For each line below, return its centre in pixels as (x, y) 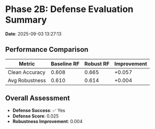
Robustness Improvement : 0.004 (48, 121)
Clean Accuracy (27, 72)
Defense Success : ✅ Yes (39, 110)
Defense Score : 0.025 (35, 116)
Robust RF (97, 64)
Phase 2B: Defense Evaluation (69, 9)
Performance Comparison (47, 49)
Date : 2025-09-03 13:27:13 (33, 34)
